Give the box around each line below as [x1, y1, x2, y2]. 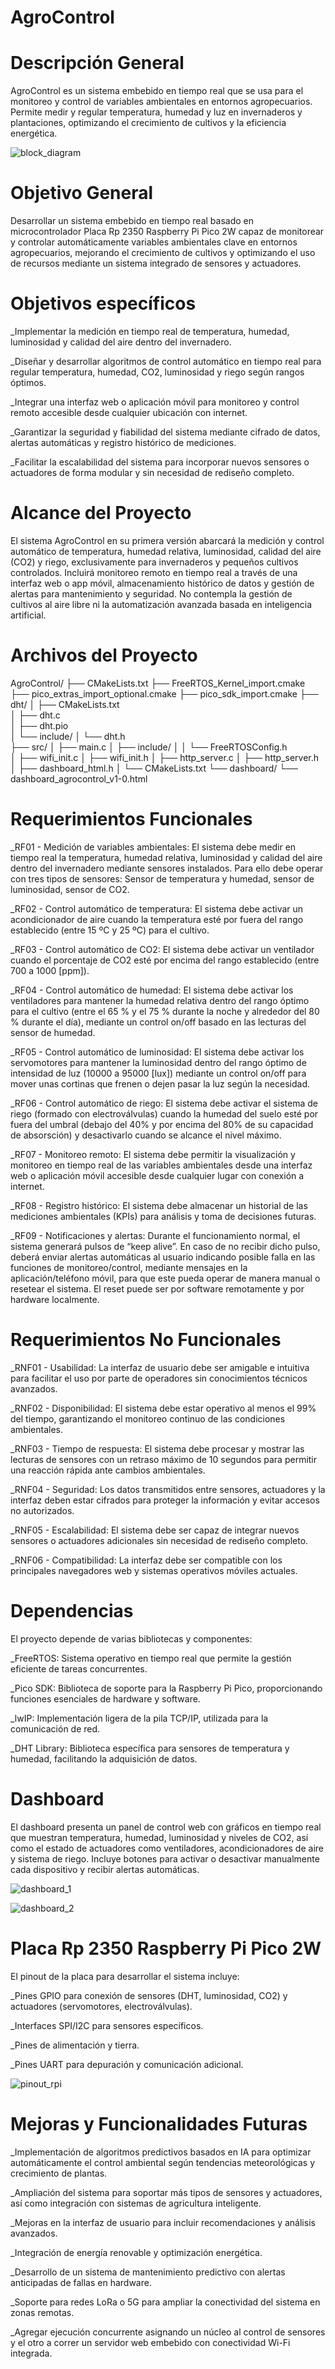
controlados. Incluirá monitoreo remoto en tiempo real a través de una [10, 566, 298, 578]
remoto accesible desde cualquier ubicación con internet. [10, 407, 248, 418]
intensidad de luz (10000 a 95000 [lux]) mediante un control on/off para [10, 1067, 307, 1079]
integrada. [10, 2347, 53, 2359]
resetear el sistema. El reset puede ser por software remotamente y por [10, 1282, 305, 1295]
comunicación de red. [10, 1722, 101, 1735]
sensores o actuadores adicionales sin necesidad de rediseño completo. [10, 1534, 309, 1546]
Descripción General [10, 52, 185, 75]
